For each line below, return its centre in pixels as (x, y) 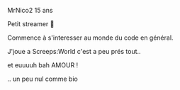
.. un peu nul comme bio (43, 79)
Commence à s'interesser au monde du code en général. (90, 38)
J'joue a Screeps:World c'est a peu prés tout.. (74, 51)
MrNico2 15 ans (30, 10)
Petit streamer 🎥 (31, 24)
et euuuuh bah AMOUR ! (43, 65)
